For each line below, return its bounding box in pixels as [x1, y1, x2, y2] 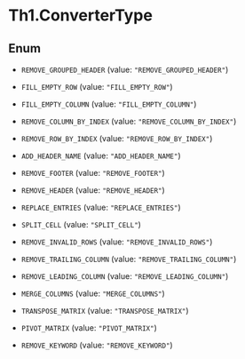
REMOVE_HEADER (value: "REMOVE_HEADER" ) [20, 185, 165, 195]
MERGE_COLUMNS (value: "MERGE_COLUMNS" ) [20, 288, 165, 299]
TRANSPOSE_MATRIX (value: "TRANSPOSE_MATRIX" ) [20, 306, 189, 315]
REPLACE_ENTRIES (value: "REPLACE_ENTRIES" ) [20, 202, 181, 212]
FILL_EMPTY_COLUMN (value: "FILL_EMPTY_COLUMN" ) [20, 99, 197, 109]
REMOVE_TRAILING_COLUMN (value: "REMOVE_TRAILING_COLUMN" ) [20, 254, 237, 264]
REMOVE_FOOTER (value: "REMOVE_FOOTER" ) [20, 168, 165, 178]
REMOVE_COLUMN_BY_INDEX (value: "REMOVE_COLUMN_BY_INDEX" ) [20, 116, 237, 126]
